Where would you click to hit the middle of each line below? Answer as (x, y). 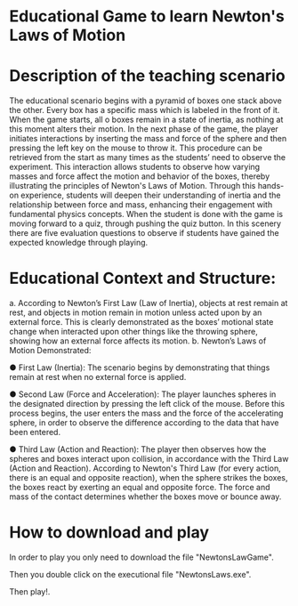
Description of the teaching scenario (148, 76)
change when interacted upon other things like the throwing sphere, (133, 332)
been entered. (35, 432)
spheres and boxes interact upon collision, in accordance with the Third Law (149, 459)
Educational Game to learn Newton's (147, 16)
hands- (271, 186)
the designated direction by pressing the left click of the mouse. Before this (147, 404)
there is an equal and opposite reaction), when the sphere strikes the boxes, (149, 478)
